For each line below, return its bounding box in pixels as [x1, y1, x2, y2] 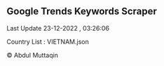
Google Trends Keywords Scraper [6, 6, 157, 17]
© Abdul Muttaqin [6, 51, 59, 59]
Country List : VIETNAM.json [6, 38, 89, 46]
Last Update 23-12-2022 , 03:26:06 [6, 24, 110, 32]
